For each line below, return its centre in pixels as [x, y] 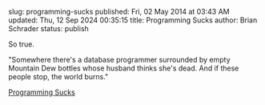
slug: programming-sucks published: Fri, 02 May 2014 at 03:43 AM [119, 12]
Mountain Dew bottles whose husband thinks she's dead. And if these [124, 68]
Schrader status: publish [49, 28]
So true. [21, 44]
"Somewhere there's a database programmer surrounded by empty [119, 60]
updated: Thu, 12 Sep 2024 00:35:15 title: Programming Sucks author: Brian [133, 20]
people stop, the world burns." [58, 77]
